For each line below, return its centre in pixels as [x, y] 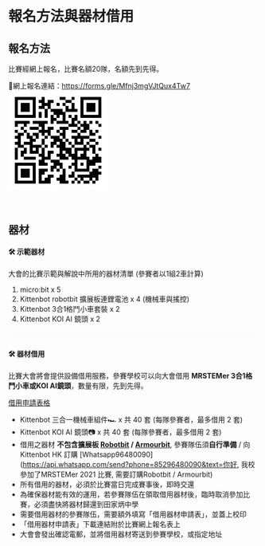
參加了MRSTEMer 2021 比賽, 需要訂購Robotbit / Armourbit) [116, 474]
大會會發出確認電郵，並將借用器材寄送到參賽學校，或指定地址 [121, 534]
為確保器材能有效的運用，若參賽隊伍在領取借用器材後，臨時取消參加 [131, 494]
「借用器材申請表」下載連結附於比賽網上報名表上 [100, 524]
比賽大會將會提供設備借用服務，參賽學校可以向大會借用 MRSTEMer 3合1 [127, 375]
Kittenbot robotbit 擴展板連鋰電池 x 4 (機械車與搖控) [104, 299]
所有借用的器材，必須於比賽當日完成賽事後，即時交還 [107, 484]
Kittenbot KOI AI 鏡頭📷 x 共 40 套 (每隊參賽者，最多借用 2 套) [121, 432]
